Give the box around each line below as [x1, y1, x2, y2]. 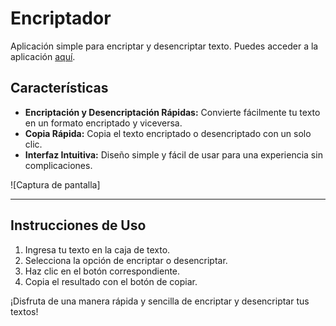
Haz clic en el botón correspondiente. [24, 265, 181, 277]
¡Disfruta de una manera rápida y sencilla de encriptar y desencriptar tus [10, 295, 310, 307]
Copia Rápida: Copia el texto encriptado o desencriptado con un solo [24, 127, 312, 139]
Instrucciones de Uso [10, 217, 147, 234]
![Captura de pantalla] [10, 178, 101, 191]
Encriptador [10, 7, 112, 30]
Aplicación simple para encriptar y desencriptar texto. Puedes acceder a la [10, 40, 319, 52]
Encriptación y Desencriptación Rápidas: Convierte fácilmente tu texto [24, 106, 321, 118]
